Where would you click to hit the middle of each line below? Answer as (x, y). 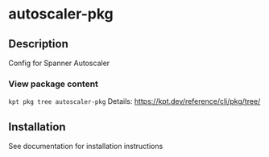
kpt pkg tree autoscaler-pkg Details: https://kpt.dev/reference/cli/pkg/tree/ (134, 101)
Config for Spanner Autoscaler (59, 63)
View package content (54, 84)
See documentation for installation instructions (86, 147)
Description (38, 44)
